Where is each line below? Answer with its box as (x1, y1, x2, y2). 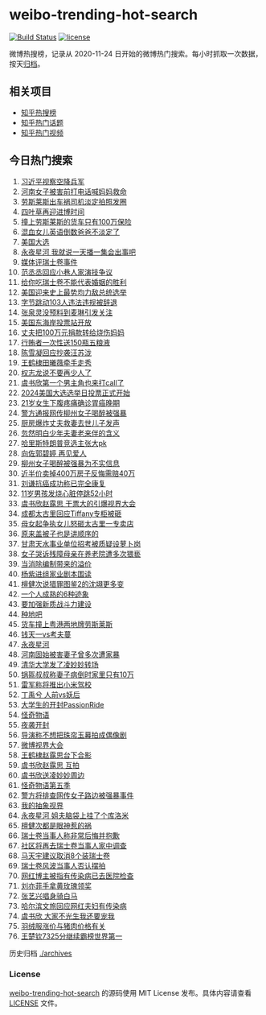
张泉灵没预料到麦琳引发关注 (20, 307, 113, 317)
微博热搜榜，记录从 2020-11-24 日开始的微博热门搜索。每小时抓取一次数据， (9, 48, 263, 58)
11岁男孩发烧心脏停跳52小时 (20, 489, 113, 498)
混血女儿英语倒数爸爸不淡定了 (20, 227, 120, 237)
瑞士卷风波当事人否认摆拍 (20, 860, 106, 870)
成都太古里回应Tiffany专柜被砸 (20, 509, 122, 518)
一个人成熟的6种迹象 (20, 589, 89, 599)
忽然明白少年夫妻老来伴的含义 (20, 428, 120, 438)
